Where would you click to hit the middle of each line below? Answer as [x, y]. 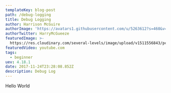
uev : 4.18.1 [18, 62]
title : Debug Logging [28, 19]
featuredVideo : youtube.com [35, 48]
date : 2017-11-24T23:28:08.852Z [39, 67]
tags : [11, 52]
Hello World [18, 86]
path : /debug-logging [28, 15]
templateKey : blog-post [31, 10]
